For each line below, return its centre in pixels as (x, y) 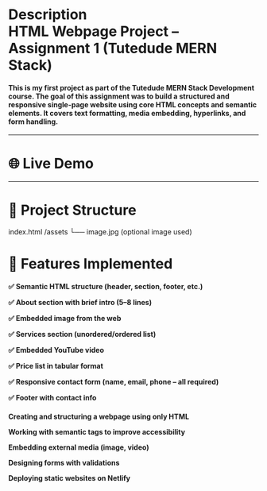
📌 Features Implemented (91, 264)
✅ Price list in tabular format (56, 366)
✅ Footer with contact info (52, 398)
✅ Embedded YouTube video (56, 350)
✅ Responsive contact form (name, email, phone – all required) (114, 382)
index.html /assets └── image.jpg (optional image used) (100, 232)
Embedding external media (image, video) (79, 447)
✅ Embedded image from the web (65, 319)
